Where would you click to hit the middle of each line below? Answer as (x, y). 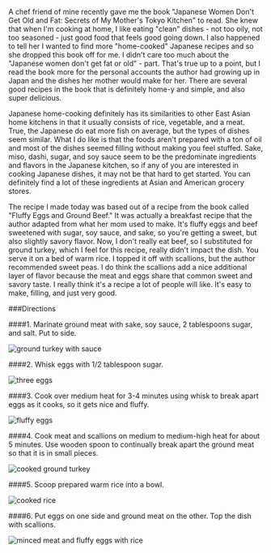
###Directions (32, 309)
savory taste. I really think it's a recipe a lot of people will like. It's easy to (130, 284)
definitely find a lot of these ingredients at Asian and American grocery (127, 182)
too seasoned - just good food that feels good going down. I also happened (134, 37)
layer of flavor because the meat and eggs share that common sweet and (131, 276)
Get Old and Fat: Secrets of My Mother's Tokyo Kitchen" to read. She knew (133, 20)
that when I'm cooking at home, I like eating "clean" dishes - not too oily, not (135, 29)
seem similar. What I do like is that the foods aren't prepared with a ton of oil (135, 139)
